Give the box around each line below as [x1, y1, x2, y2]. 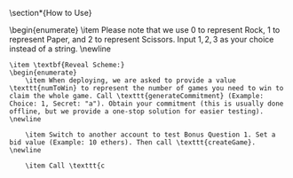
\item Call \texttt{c [25, 161, 105, 170]
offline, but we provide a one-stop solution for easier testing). [9, 107, 265, 116]
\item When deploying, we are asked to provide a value [25, 76, 237, 85]
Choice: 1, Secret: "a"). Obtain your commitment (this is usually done [9, 99, 284, 108]
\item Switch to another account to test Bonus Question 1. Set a [25, 130, 276, 139]
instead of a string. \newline [9, 43, 111, 54]
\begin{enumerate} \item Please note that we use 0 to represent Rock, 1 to [9, 25, 281, 35]
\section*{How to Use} [9, 8, 92, 18]
